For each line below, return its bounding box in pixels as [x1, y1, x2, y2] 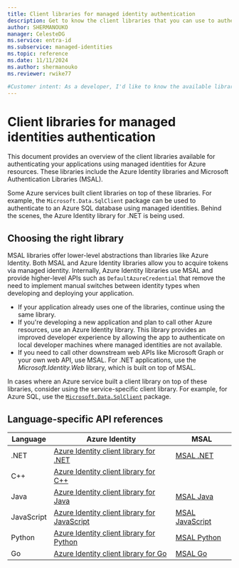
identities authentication [7, 129, 156, 145]
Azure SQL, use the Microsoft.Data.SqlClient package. [7, 393, 171, 401]
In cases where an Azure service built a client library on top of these [7, 377, 208, 386]
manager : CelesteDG [7, 30, 65, 38]
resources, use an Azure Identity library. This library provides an [17, 326, 206, 334]
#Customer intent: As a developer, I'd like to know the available [7, 83, 212, 90]
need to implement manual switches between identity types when [7, 282, 201, 290]
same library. [17, 311, 56, 319]
